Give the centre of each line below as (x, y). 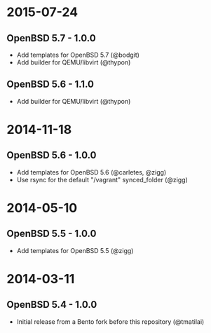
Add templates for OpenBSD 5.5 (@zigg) (75, 250)
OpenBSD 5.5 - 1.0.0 (52, 234)
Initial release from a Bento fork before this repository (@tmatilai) (110, 321)
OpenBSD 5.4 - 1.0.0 (52, 305)
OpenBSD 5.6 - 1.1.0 (50, 84)
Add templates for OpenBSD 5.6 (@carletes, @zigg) (91, 172)
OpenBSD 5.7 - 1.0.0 (51, 38)
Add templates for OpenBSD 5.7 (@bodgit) (78, 55)
